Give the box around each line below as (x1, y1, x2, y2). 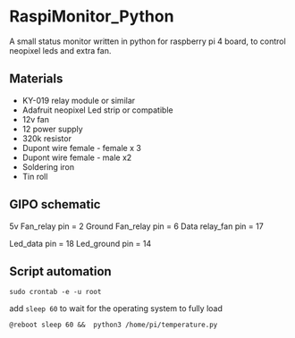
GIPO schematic (9, 197, 101, 212)
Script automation (9, 264, 112, 279)
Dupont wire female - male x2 (21, 152, 132, 163)
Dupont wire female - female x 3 (21, 142, 141, 153)
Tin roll (21, 171, 48, 182)
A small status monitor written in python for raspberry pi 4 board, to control (9, 36, 286, 46)
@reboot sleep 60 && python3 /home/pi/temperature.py (9, 320, 218, 330)
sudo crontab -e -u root (9, 288, 102, 297)
